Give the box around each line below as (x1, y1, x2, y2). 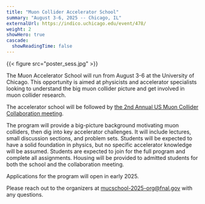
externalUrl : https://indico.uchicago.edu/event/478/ (6, 20, 147, 26)
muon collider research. (6, 91, 66, 99)
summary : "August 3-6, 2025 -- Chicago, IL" (6, 15, 122, 21)
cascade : (6, 37, 29, 43)
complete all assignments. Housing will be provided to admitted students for (6, 154, 198, 161)
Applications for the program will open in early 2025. (6, 172, 140, 179)
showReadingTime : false (12, 43, 72, 50)
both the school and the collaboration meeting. (6, 161, 124, 168)
